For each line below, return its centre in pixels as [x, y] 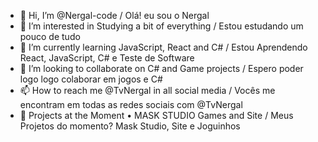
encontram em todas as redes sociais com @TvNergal [131, 104]
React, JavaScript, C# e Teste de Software [107, 58]
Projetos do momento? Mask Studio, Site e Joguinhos [130, 126]
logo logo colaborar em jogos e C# [91, 79]
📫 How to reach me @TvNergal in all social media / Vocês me [147, 90]
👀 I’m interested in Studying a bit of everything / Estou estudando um [161, 26]
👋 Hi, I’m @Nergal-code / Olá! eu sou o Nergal [114, 15]
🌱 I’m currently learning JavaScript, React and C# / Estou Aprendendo [163, 47]
